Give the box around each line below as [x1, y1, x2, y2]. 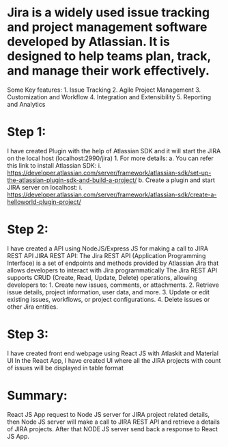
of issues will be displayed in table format [7, 363, 124, 372]
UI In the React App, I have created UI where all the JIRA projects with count [7, 356, 221, 364]
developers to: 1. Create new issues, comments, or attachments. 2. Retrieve [7, 281, 220, 289]
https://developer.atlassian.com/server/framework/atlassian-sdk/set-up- [7, 168, 212, 177]
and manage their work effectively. [7, 63, 210, 79]
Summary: [7, 387, 68, 403]
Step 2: [7, 222, 49, 238]
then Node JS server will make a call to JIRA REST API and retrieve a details [7, 418, 220, 426]
